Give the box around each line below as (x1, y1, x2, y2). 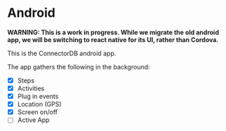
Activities (17, 84, 45, 92)
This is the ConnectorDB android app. (7, 49, 117, 57)
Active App (17, 116, 50, 124)
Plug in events (17, 92, 59, 101)
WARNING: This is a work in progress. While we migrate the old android (7, 28, 220, 36)
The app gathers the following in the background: (7, 62, 150, 71)
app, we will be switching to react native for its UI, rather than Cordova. (7, 35, 219, 43)
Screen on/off (17, 108, 58, 116)
